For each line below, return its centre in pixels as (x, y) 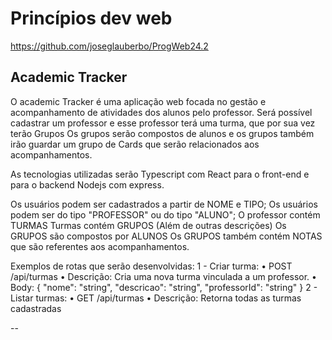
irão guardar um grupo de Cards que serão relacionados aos (135, 144)
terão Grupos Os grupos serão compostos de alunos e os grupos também (162, 133)
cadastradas (36, 308)
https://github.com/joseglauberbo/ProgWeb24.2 (109, 46)
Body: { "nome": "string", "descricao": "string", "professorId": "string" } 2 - (164, 287)
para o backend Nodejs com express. (87, 184)
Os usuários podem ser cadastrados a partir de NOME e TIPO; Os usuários (164, 204)
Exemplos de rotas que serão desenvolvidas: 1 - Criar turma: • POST (151, 266)
